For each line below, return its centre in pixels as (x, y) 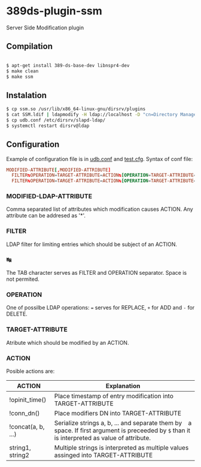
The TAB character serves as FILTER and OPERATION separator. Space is (97, 273)
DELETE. (17, 314)
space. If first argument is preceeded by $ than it (122, 430)
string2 (19, 455)
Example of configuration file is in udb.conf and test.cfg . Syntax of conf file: (100, 159)
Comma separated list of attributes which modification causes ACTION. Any (100, 209)
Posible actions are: (31, 371)
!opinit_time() (28, 399)
